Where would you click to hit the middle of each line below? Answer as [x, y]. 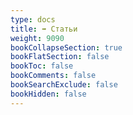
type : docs [33, 19]
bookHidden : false [48, 94]
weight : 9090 [37, 38]
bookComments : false [53, 76]
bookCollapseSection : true [66, 47]
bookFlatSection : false [60, 57]
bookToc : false [42, 66]
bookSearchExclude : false [64, 85]
